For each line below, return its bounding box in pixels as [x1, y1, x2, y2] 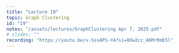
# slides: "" [6, 32, 40, 38]
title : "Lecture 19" [6, 9, 59, 15]
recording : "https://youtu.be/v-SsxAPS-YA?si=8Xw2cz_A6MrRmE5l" [6, 37, 174, 43]
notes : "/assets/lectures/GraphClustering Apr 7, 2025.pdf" [6, 26, 163, 32]
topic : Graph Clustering [6, 15, 70, 21]
